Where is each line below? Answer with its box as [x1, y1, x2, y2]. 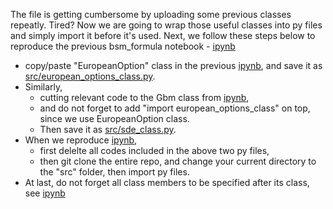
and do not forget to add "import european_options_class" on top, [39, 102, 311, 114]
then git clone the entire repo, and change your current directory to [39, 155, 317, 167]
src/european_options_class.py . [24, 70, 156, 82]
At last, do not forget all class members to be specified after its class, [24, 177, 310, 188]
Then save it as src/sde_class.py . [39, 124, 177, 135]
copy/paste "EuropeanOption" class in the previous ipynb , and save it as [24, 60, 323, 71]
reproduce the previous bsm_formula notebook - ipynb [10, 40, 236, 52]
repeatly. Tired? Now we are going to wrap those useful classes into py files [10, 19, 323, 31]
